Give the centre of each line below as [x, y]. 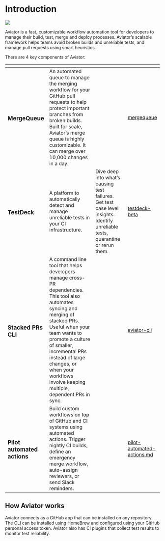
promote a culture [69, 339]
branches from [66, 114]
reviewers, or [64, 476]
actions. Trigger [67, 439]
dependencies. [66, 290]
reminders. [62, 488]
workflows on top [69, 415]
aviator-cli [140, 330]
